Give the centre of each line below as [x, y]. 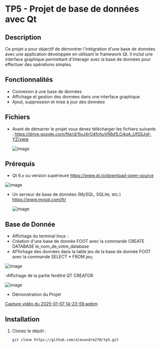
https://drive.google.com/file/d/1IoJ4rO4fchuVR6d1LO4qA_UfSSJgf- [83, 134]
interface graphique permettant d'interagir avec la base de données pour [78, 59]
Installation [22, 319]
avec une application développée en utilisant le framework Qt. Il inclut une [79, 54]
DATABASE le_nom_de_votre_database [50, 246]
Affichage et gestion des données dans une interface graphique [76, 96]
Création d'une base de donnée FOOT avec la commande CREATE [78, 241]
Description [23, 37]
